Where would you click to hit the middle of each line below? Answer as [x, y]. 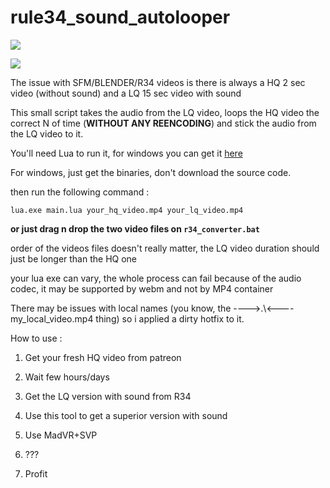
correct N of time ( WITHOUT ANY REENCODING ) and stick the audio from [163, 123]
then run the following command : [80, 192]
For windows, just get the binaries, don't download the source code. [151, 172]
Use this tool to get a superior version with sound [126, 415]
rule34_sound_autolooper [120, 17]
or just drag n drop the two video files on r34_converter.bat [135, 228]
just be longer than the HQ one [74, 258]
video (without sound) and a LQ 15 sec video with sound [126, 93]
